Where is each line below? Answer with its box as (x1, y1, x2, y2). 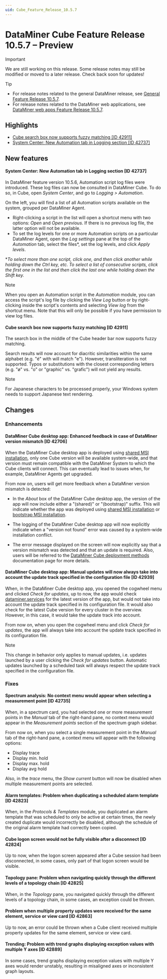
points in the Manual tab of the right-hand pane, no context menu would (5, 715, 154, 721)
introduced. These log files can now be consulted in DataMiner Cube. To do (5, 184, 161, 190)
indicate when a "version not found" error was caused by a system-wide (12, 526, 162, 532)
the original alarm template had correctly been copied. (5, 825, 117, 831)
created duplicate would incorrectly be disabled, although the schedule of (5, 819, 157, 825)
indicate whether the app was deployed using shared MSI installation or (12, 506, 160, 512)
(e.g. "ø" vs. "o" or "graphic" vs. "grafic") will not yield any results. (5, 367, 142, 373)
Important (5, 56, 25, 62)
